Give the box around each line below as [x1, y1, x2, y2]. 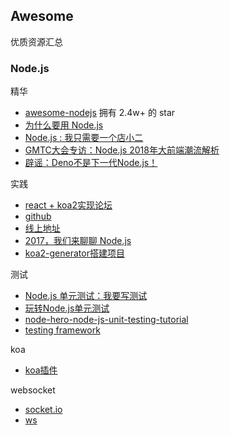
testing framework [24, 324, 101, 336]
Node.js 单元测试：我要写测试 [24, 290, 148, 302]
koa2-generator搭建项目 [24, 247, 125, 259]
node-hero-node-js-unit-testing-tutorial [24, 314, 189, 326]
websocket [10, 384, 56, 396]
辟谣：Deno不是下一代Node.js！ [24, 157, 158, 169]
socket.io [24, 404, 63, 416]
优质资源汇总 [10, 35, 63, 48]
